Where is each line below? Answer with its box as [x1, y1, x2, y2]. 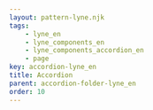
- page [25, 54, 50, 63]
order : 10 [9, 87, 46, 96]
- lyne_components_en [25, 37, 104, 47]
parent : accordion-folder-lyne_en [9, 79, 137, 88]
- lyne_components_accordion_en [25, 46, 144, 55]
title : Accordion [9, 71, 73, 80]
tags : [9, 21, 29, 30]
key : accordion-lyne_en [9, 63, 97, 72]
